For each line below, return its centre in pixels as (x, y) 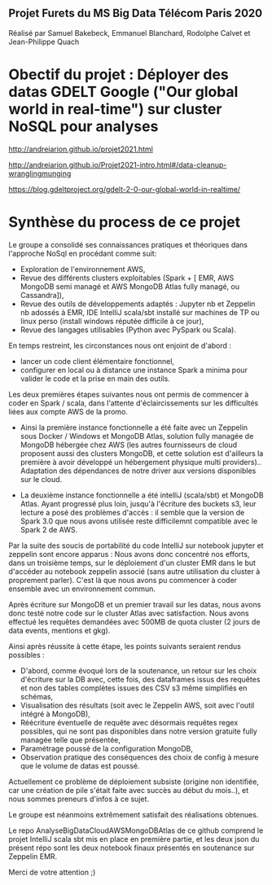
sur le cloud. (41, 479)
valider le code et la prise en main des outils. (95, 379)
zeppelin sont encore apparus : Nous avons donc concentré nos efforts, (129, 554)
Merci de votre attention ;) (52, 872)
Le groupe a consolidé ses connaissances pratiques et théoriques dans (128, 244)
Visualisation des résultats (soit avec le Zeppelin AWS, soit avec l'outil (137, 705)
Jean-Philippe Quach (44, 42)
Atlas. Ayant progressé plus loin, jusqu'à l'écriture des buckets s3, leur (138, 503)
